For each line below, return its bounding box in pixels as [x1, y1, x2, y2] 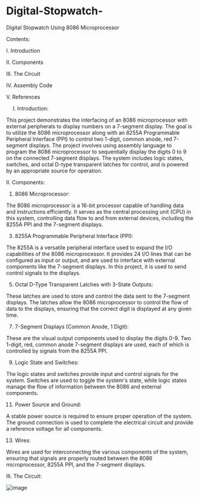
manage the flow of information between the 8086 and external [6, 383, 162, 390]
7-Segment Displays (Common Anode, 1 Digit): [14, 323, 129, 330]
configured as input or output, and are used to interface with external [6, 257, 175, 264]
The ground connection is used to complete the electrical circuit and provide [6, 419, 194, 426]
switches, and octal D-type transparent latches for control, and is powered [6, 160, 189, 168]
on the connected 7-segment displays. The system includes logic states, [6, 154, 184, 162]
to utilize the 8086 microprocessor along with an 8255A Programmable [6, 129, 180, 136]
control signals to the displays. [6, 269, 81, 276]
